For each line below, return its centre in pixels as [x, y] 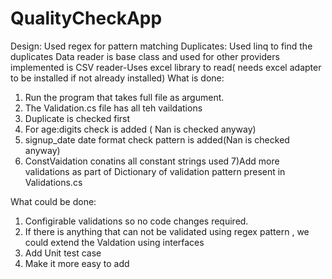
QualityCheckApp [86, 18]
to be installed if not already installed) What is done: [117, 78]
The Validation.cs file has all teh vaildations [113, 108]
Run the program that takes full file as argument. [124, 97]
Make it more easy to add [77, 263]
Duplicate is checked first [77, 118]
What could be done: [53, 201]
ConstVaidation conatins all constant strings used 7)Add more [152, 161]
